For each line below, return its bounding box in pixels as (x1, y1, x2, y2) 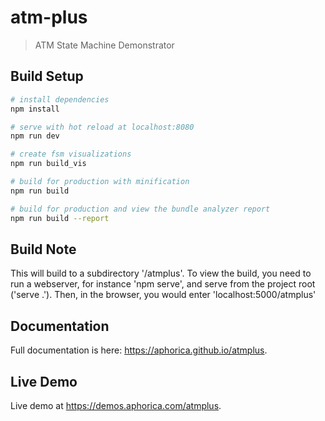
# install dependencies (10, 94, 110, 105)
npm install (10, 104, 60, 114)
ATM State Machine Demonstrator (34, 39, 175, 51)
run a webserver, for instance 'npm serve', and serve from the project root (10, 278, 316, 290)
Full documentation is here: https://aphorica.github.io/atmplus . (10, 344, 268, 356)
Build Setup (10, 68, 84, 85)
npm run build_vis (10, 159, 87, 169)
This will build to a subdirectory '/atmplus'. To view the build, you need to (10, 267, 312, 280)
